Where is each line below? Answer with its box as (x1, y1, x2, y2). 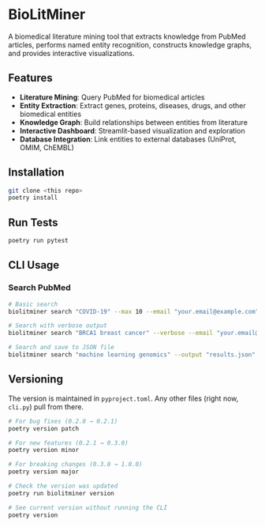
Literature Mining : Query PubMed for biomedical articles (19, 92, 205, 102)
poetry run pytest (8, 237, 69, 245)
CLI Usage (8, 258, 60, 272)
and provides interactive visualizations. (8, 48, 135, 58)
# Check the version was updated (8, 482, 118, 490)
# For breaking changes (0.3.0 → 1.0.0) (8, 461, 144, 469)
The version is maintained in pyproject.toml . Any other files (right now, (8, 393, 239, 403)
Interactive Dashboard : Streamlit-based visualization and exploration (19, 126, 246, 135)
